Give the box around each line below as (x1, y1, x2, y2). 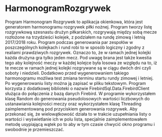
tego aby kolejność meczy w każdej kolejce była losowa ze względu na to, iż (5, 60, 157, 66)
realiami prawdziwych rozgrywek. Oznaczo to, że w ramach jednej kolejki (5, 49, 151, 55)
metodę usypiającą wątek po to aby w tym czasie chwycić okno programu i (5, 121, 155, 127)
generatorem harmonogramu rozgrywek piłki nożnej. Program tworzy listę (5, 24, 152, 29)
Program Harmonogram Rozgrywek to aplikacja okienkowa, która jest (5, 19, 143, 25)
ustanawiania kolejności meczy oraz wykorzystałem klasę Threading (5, 101, 142, 107)
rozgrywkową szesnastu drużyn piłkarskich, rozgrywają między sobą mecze (5, 29, 157, 35)
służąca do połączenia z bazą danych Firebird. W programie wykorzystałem (5, 90, 156, 96)
